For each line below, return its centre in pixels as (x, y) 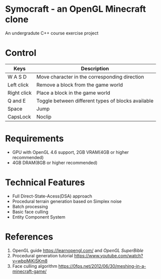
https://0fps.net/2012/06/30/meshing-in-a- (102, 266)
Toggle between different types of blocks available (95, 101)
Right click (20, 93)
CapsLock (19, 116)
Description (95, 68)
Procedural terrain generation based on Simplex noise (67, 201)
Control (21, 53)
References (29, 237)
